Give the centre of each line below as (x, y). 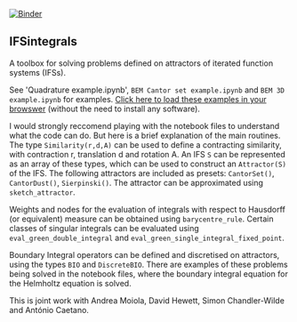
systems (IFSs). (38, 72)
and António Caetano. (49, 310)
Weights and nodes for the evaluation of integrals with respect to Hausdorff (148, 209)
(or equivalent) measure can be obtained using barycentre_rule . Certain (141, 219)
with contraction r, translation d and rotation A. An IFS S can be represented (148, 154)
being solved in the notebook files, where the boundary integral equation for (149, 274)
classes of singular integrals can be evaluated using (104, 228)
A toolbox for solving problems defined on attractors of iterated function (141, 63)
